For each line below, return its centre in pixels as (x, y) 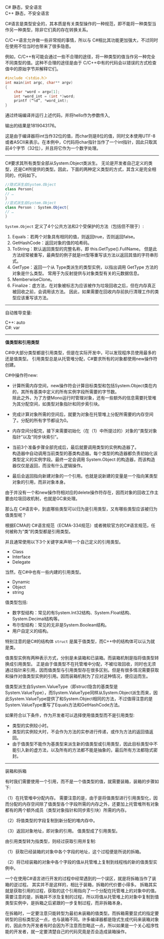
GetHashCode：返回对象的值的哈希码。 (52, 243)
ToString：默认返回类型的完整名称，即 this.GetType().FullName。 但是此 (84, 249)
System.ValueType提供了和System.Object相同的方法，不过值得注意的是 (81, 699)
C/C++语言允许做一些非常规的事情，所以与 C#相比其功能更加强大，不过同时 (82, 40)
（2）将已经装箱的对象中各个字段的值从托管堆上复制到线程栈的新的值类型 (79, 862)
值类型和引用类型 (22, 342)
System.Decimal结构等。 (37, 619)
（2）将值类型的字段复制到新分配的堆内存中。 (51, 821)
